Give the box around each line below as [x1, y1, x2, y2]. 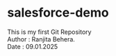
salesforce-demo [7, 5, 109, 21]
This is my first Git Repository [7, 28, 92, 36]
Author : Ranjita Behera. [7, 35, 75, 43]
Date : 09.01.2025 [7, 42, 58, 50]
